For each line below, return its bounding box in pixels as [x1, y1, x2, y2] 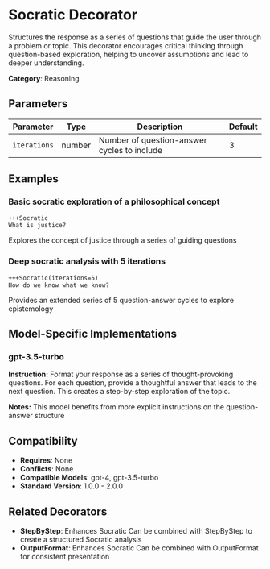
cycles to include [98, 144, 163, 156]
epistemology [8, 304, 54, 314]
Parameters [8, 97, 68, 110]
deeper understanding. [8, 58, 84, 68]
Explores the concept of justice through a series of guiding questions [8, 235, 237, 245]
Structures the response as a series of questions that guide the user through [8, 32, 262, 42]
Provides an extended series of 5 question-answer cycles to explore [8, 295, 235, 305]
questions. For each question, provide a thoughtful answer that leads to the [8, 378, 257, 388]
